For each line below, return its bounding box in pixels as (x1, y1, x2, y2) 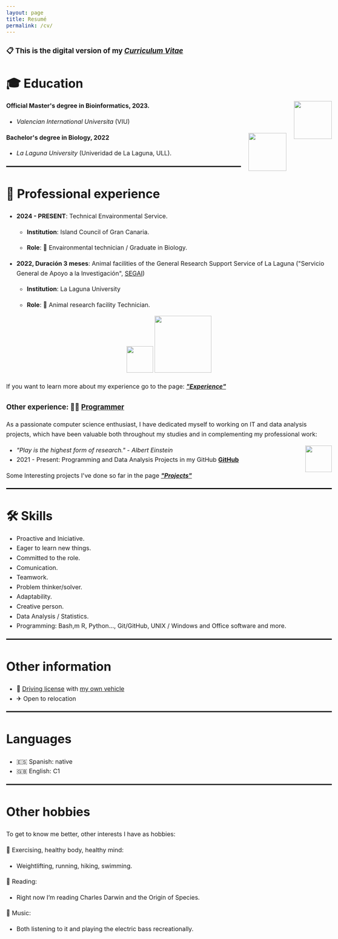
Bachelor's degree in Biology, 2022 (6, 133, 110, 141)
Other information (6, 659, 111, 674)
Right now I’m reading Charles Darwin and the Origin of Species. (16, 893, 200, 901)
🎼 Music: (6, 909, 31, 917)
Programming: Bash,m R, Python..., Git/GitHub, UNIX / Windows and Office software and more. (16, 622, 287, 630)
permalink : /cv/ (6, 22, 53, 29)
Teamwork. (16, 573, 48, 581)
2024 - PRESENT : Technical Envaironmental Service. (16, 212, 168, 220)
